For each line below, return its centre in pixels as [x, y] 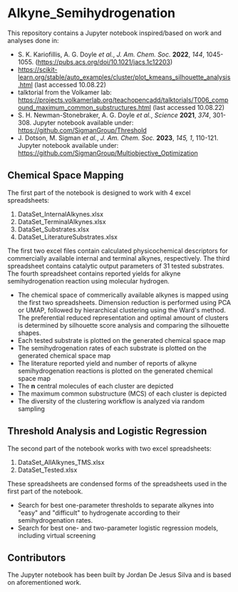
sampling [31, 408]
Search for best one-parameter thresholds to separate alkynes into [116, 505]
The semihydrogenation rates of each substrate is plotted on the [112, 348]
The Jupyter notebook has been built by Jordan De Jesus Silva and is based [119, 575]
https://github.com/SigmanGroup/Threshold [82, 130]
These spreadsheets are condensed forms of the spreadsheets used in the [117, 483]
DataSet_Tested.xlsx [47, 470]
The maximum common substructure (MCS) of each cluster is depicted [122, 393]
